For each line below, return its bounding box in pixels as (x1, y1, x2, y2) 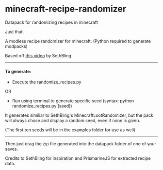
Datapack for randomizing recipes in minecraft (5, 19, 98, 25)
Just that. (5, 29, 24, 34)
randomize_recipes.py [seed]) (12, 103, 72, 109)
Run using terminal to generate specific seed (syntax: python (12, 98, 134, 104)
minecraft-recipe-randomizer (5, 3, 127, 15)
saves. (5, 146, 18, 152)
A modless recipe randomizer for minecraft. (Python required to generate (5, 38, 151, 44)
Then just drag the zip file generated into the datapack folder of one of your (5, 141, 156, 147)
